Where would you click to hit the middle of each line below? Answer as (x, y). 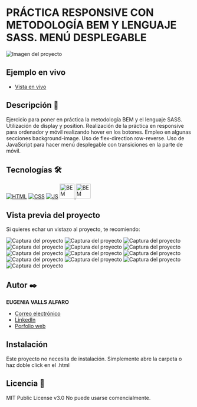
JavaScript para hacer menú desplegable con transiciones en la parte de (94, 144)
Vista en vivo (30, 87)
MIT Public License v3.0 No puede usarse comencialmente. (78, 398)
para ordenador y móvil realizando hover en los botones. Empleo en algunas (99, 132)
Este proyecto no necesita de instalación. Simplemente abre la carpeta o (94, 359)
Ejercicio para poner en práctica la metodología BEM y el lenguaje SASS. (94, 119)
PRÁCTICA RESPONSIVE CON (80, 13)
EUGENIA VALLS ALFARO (37, 302)
